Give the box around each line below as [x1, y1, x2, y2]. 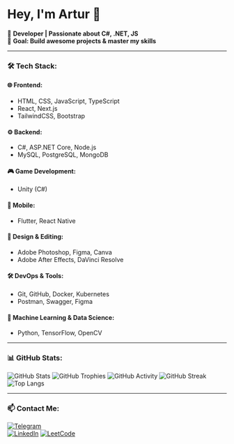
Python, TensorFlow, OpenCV [17, 329, 102, 337]
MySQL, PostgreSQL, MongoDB [17, 151, 109, 159]
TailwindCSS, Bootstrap [17, 112, 86, 121]
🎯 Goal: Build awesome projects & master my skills [7, 36, 157, 45]
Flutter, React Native [17, 216, 76, 225]
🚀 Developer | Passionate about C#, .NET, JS [7, 29, 139, 38]
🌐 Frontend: [7, 81, 43, 89]
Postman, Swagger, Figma [17, 298, 93, 306]
